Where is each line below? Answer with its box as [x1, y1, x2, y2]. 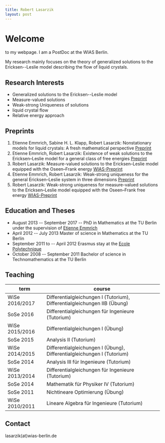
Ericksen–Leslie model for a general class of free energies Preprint [12, 156, 147, 162]
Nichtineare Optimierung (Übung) [46, 388, 124, 395]
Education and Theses [5, 207, 75, 215]
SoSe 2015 [7, 336, 34, 343]
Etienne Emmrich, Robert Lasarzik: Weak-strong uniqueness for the [12, 171, 149, 178]
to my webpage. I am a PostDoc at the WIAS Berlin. [5, 49, 109, 55]
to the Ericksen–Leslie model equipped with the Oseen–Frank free [12, 187, 146, 193]
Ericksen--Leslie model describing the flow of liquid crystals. [5, 64, 129, 70]
